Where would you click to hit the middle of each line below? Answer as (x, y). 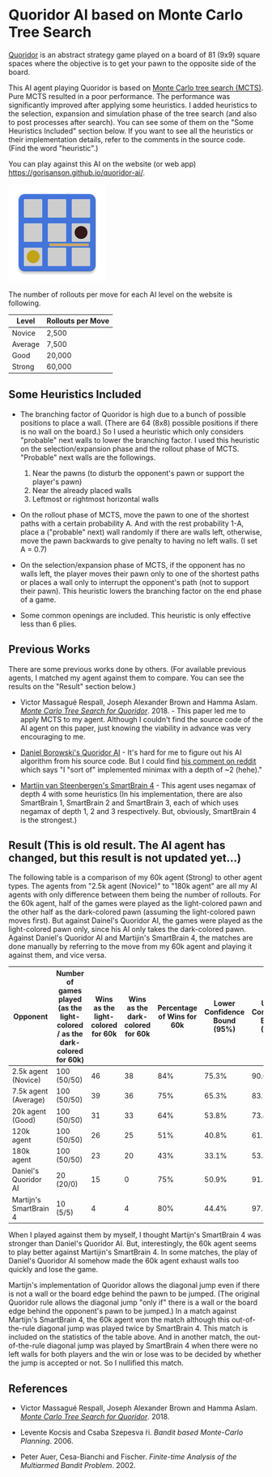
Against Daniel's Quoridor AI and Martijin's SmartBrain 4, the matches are (131, 938)
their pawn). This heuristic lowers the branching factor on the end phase (141, 591)
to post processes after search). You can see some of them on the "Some (131, 122)
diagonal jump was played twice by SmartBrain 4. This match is (142, 1328)
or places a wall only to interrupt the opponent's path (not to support (134, 582)
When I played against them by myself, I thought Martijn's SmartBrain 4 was (135, 1235)
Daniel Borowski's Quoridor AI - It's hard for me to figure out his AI (131, 752)
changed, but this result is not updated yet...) (125, 858)
